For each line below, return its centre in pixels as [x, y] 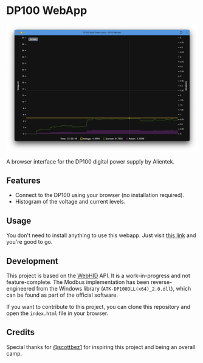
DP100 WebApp [47, 11]
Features [23, 181]
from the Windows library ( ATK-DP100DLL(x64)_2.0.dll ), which [114, 289]
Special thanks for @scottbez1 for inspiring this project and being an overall [101, 347]
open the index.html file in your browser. [57, 313]
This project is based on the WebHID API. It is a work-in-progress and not [98, 276]
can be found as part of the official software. [62, 295]
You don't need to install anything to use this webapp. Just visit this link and [101, 235]
